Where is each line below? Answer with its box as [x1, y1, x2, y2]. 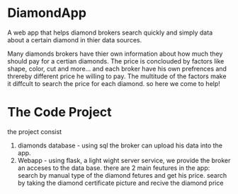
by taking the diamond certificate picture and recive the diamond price [17, 178, 224, 187]
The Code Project [7, 104, 112, 121]
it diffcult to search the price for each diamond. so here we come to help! [7, 79, 221, 87]
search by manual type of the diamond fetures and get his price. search [17, 171, 227, 179]
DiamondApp [7, 5, 87, 21]
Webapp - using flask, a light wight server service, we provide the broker [17, 156, 231, 164]
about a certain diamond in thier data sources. [7, 35, 142, 44]
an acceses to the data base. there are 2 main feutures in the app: [17, 164, 210, 172]
